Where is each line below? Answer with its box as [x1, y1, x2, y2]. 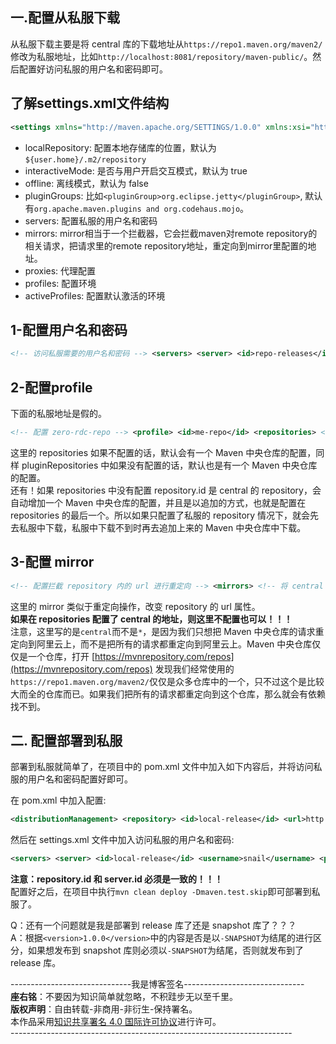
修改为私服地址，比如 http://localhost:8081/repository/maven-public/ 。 [10, 50, 313, 62]
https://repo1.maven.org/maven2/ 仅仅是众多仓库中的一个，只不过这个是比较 [10, 675, 325, 687]
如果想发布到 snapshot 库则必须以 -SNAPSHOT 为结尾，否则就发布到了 [27, 944, 305, 957]
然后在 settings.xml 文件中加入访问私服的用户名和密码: [10, 834, 235, 846]
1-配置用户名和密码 [10, 321, 128, 338]
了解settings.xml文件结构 [10, 95, 170, 112]
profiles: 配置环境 [24, 277, 97, 289]
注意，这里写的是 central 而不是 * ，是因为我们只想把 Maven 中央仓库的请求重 [10, 625, 325, 637]
